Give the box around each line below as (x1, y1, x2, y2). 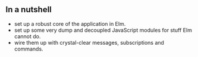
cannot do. (14, 32, 41, 40)
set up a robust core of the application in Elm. (14, 20, 126, 27)
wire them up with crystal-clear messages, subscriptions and (14, 39, 165, 46)
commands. (14, 45, 43, 52)
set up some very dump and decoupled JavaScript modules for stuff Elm (14, 26, 193, 33)
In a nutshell (5, 5, 52, 15)
